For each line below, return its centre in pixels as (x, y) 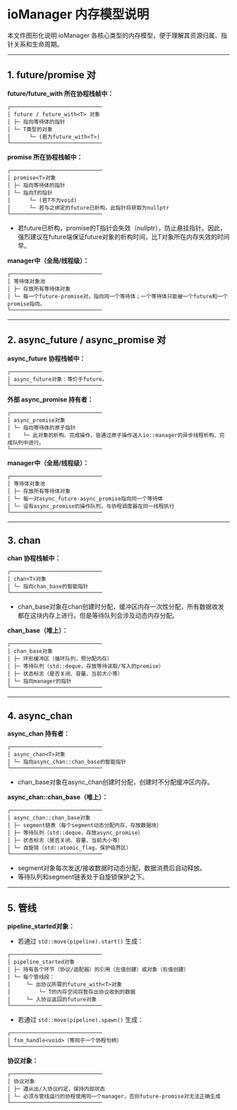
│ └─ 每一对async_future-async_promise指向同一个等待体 (85, 499)
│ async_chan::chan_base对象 (49, 818)
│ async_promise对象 (36, 420)
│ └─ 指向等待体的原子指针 (42, 427)
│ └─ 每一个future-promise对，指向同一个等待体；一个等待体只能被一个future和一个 (118, 296)
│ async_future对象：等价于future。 (57, 379)
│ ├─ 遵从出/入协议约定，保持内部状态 (56, 1089)
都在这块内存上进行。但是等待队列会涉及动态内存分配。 (98, 616)
